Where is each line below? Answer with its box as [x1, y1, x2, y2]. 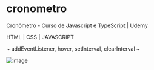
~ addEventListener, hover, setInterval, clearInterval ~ [6, 45, 141, 52]
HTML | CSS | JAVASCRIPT [6, 33, 74, 40]
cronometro [6, 2, 67, 16]
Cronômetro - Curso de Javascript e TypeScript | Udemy [6, 22, 149, 29]
